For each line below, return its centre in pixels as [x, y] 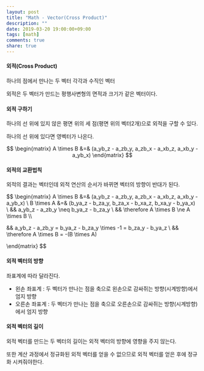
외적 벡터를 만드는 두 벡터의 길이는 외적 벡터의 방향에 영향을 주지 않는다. [91, 341]
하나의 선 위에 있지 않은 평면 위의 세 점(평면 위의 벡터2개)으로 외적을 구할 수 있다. [102, 124]
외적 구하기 [19, 109]
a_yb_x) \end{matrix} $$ [102, 155]
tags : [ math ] [23, 35]
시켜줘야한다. [28, 362]
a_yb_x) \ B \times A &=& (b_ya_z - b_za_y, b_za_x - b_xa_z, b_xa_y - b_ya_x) [101, 203]
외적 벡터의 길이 [25, 327]
